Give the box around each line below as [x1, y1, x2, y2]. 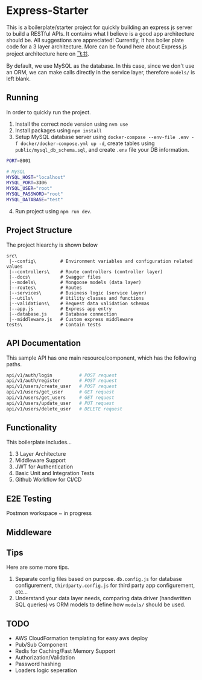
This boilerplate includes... [6, 439, 72, 446]
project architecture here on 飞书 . [6, 50, 89, 57]
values [6, 264, 23, 270]
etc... [14, 588, 28, 595]
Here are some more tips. [6, 563, 69, 571]
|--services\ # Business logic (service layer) [8, 290, 147, 296]
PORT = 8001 [6, 158, 31, 164]
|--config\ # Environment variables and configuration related [8, 258, 193, 264]
